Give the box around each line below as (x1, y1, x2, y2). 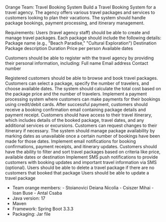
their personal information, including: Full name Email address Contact (5, 60, 149, 66)
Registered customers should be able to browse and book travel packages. (5, 75, 158, 81)
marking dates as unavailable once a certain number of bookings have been (5, 133, 160, 139)
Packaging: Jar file (12, 211, 51, 217)
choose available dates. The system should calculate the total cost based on (5, 86, 161, 91)
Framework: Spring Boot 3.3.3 (12, 206, 73, 212)
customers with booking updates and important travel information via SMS (5, 160, 157, 165)
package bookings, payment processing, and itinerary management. (5, 20, 145, 26)
